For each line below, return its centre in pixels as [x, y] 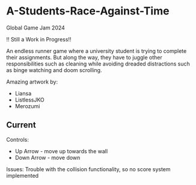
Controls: [17, 139]
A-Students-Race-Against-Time [88, 11]
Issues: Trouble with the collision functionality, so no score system [88, 169]
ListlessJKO [30, 100]
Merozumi [27, 106]
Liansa [23, 93]
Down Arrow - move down [47, 157]
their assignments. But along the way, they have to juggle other [84, 57]
